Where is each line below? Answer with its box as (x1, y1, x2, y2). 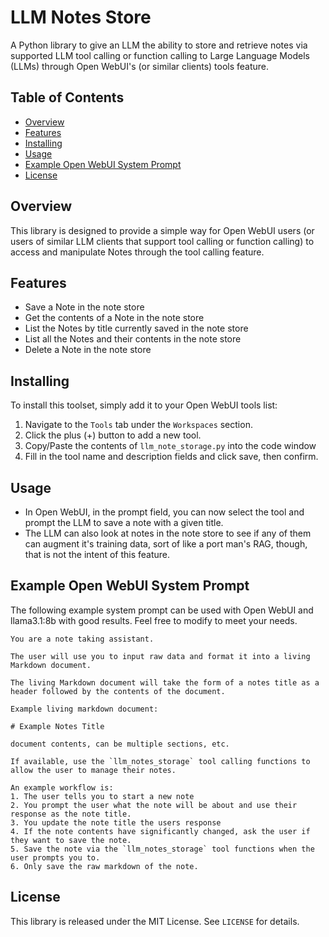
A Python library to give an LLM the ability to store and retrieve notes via (10, 39, 308, 51)
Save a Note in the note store (24, 301, 145, 313)
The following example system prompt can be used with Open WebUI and (10, 604, 314, 616)
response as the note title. (10, 809, 132, 819)
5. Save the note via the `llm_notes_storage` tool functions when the (10, 844, 315, 854)
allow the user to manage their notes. (10, 765, 177, 775)
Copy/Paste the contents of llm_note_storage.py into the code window (24, 440, 317, 452)
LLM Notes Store (10, 6, 152, 29)
